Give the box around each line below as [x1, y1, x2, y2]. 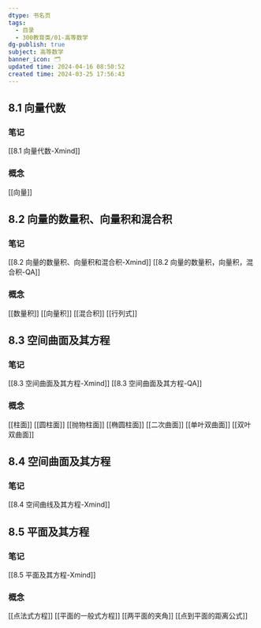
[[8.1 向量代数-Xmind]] [8, 147, 80, 156]
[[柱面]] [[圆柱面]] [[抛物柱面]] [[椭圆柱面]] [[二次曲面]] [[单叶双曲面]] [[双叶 [8, 419, 252, 429]
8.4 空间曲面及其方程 [8, 455, 111, 468]
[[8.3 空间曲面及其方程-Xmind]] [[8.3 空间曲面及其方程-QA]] [8, 379, 203, 388]
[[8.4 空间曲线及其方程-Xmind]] [8, 500, 110, 509]
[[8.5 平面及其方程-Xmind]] [8, 570, 96, 579]
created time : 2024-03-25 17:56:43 [8, 70, 125, 78]
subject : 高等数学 [8, 48, 65, 56]
